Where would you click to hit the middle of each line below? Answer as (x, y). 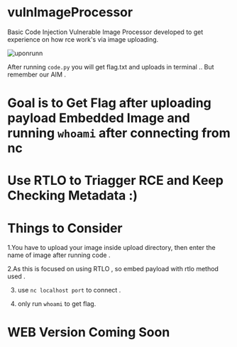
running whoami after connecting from (119, 133)
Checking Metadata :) (73, 196)
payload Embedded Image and (99, 118)
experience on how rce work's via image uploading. (83, 39)
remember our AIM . (37, 74)
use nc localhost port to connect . (69, 290)
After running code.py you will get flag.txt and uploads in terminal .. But (111, 67)
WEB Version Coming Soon (89, 332)
